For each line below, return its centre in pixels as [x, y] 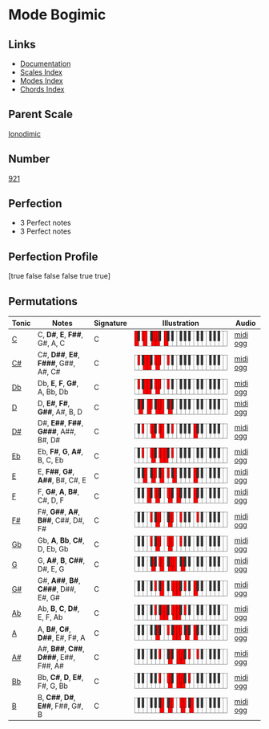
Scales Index [41, 72]
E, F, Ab [50, 617]
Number [29, 159]
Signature [110, 323]
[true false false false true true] [59, 276]
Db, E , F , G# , [58, 383]
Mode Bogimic [57, 15]
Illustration [181, 323]
